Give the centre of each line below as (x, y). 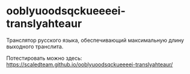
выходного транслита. (35, 47)
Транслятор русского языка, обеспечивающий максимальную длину (95, 40)
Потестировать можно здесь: (44, 58)
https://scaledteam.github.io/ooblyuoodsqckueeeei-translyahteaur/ (90, 64)
